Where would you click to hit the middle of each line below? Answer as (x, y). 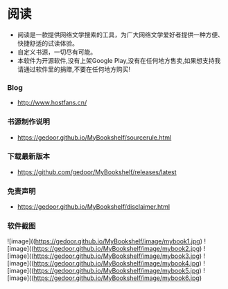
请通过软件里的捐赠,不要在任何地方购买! (73, 69)
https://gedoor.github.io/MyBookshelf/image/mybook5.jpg (116, 271)
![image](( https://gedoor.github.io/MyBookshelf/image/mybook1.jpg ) (105, 241)
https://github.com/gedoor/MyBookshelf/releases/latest (97, 172)
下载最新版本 (29, 156)
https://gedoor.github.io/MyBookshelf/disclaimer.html (94, 207)
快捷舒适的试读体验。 (47, 43)
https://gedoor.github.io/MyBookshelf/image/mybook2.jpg (116, 249)
